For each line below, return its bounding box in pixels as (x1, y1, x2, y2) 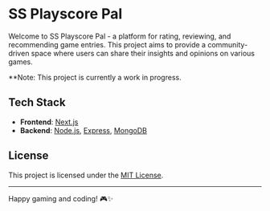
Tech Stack (8, 95, 66, 109)
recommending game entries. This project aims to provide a (8, 39, 207, 49)
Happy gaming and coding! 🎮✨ (8, 193, 114, 203)
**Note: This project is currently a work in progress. (8, 72, 182, 82)
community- (207, 39, 248, 49)
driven (8, 48, 30, 58)
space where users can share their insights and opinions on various (31, 48, 256, 58)
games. (8, 57, 34, 67)
